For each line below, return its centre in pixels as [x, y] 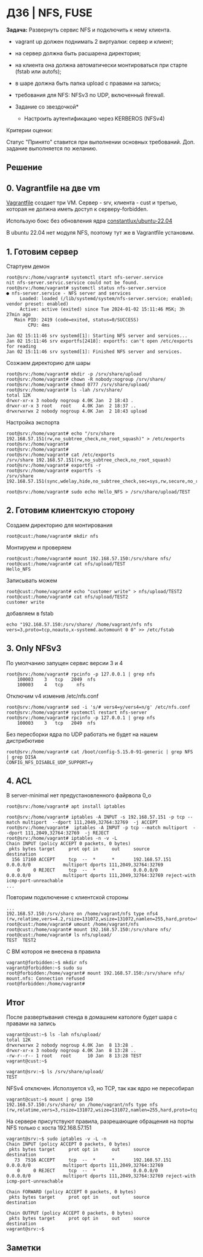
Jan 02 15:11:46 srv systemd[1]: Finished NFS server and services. [94, 352]
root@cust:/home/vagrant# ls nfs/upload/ [59, 935]
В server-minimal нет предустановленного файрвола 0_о [79, 796]
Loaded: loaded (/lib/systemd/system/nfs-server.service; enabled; [106, 298]
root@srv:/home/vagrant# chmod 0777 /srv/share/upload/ [78, 384]
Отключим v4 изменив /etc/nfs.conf [53, 696]
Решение [24, 168]
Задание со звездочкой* [47, 107]
